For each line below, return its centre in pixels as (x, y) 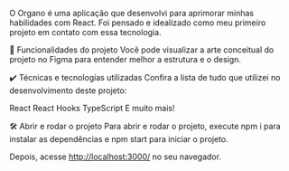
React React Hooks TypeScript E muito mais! (92, 108)
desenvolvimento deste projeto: (68, 90)
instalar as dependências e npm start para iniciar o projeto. (119, 139)
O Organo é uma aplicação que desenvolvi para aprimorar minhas (132, 13)
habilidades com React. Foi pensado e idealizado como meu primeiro (138, 23)
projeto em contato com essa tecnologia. (85, 32)
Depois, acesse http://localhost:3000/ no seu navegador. (115, 157)
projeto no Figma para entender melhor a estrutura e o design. (126, 59)
